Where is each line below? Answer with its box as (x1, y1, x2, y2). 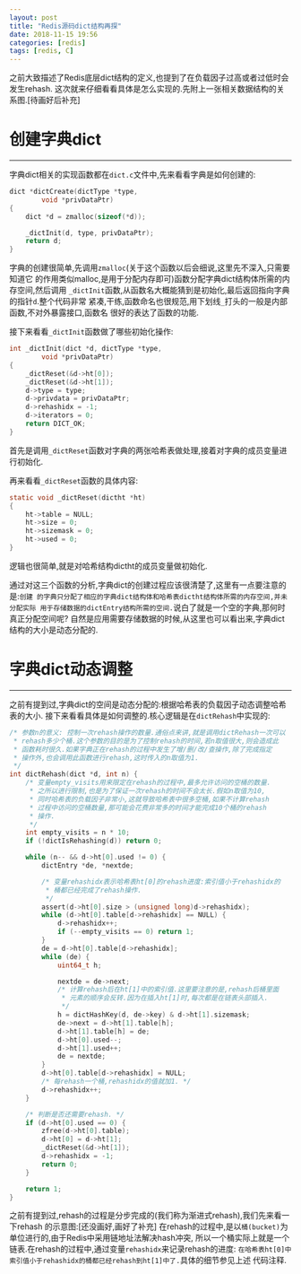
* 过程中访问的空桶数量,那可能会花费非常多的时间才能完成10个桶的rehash (29, 803, 267, 812)
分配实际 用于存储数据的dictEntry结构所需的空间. (9, 603, 174, 613)
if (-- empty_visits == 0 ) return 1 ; (56, 928, 194, 937)
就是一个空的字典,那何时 (196, 602, 286, 613)
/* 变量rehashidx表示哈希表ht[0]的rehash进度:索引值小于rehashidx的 (41, 877, 280, 886)
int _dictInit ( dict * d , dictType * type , (9, 345, 163, 353)
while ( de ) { (41, 952, 90, 961)
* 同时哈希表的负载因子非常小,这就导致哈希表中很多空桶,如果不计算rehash (29, 795, 271, 804)
